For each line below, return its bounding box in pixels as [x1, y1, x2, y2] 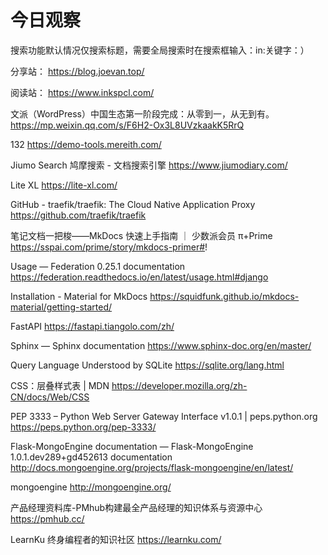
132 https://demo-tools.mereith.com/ [10, 138, 162, 150]
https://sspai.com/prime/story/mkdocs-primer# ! [10, 241, 208, 253]
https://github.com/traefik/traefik [10, 209, 147, 221]
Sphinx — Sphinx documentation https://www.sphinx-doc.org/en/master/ [10, 339, 312, 351]
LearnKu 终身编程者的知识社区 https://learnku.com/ [10, 533, 222, 545]
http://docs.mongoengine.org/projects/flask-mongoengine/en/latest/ [10, 461, 294, 473]
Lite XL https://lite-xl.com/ [10, 179, 118, 191]
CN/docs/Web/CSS [10, 391, 90, 403]
